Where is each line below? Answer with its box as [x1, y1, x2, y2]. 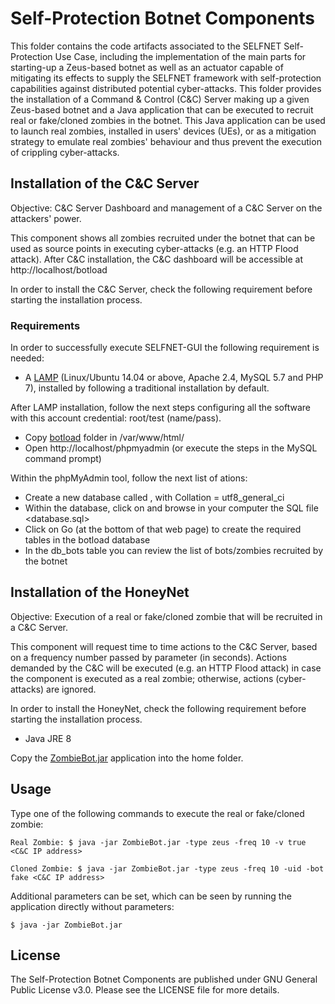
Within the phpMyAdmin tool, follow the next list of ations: [10, 472, 248, 484]
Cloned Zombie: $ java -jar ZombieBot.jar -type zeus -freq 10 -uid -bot [10, 863, 325, 874]
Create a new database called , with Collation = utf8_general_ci [24, 492, 285, 504]
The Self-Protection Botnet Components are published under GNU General [10, 973, 318, 986]
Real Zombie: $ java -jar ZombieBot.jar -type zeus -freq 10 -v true [10, 837, 307, 847]
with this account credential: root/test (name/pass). [10, 412, 222, 424]
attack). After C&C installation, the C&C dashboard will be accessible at [10, 253, 304, 265]
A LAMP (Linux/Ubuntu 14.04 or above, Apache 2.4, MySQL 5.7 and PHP [24, 372, 324, 384]
